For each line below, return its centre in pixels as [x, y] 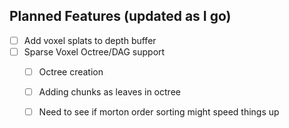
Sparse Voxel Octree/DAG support [94, 51]
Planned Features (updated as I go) [120, 16]
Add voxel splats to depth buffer [90, 40]
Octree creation [71, 71]
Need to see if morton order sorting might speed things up [159, 112]
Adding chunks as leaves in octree [109, 92]
